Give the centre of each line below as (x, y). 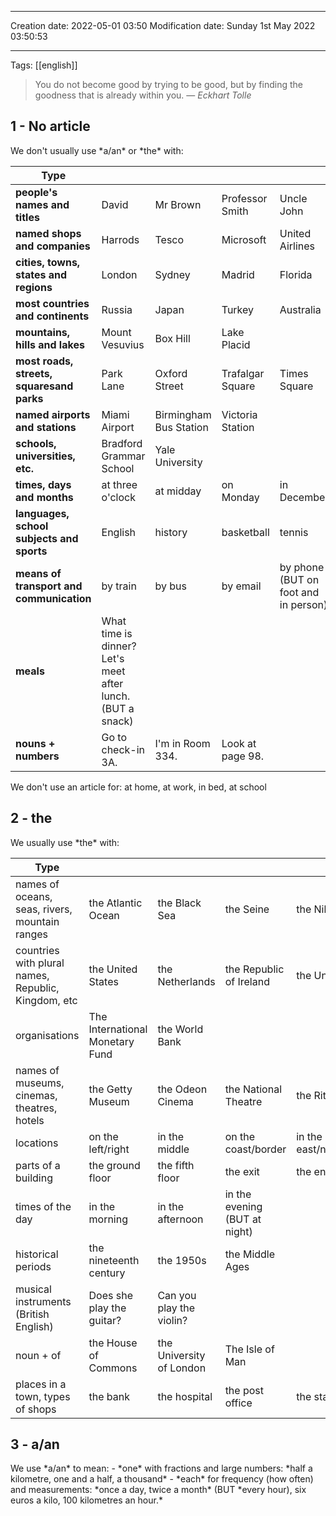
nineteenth (114, 1260)
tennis (294, 532)
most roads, (44, 361)
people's (36, 192)
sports (31, 551)
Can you (177, 1295)
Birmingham (183, 414)
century (107, 1273)
